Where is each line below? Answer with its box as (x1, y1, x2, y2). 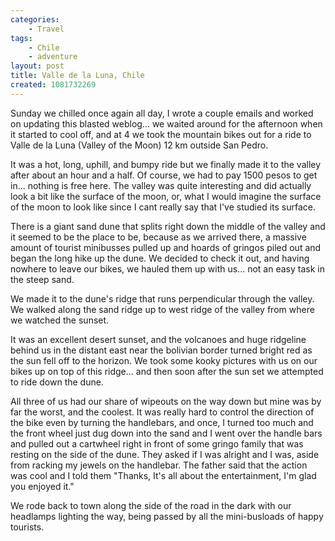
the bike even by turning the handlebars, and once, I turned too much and (10, 416, 314, 428)
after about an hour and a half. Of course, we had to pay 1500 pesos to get (10, 169, 318, 181)
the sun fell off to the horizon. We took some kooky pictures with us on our (10, 354, 318, 366)
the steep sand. (10, 273, 75, 285)
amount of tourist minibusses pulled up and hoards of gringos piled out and (10, 241, 322, 253)
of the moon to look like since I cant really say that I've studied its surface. (10, 201, 317, 213)
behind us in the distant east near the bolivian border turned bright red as (10, 344, 313, 356)
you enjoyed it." (10, 480, 75, 492)
